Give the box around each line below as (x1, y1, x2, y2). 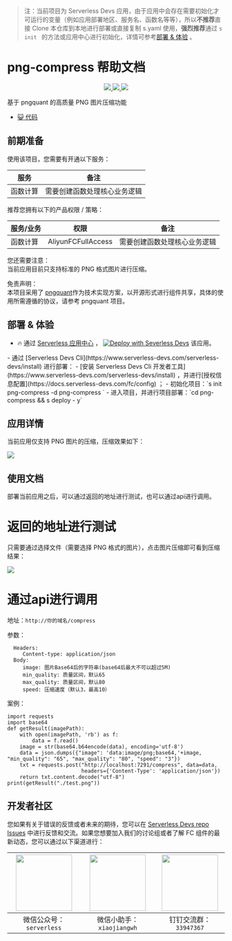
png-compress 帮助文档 (7, 60, 146, 76)
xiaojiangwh (97, 924, 137, 931)
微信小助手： (96, 915, 139, 924)
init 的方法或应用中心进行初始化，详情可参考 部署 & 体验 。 (23, 33, 196, 41)
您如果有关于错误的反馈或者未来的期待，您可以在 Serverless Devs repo (7, 820, 209, 828)
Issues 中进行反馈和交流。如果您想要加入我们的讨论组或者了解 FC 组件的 (7, 828, 214, 837)
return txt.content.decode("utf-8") (19, 774, 126, 781)
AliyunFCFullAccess (48, 236, 113, 246)
